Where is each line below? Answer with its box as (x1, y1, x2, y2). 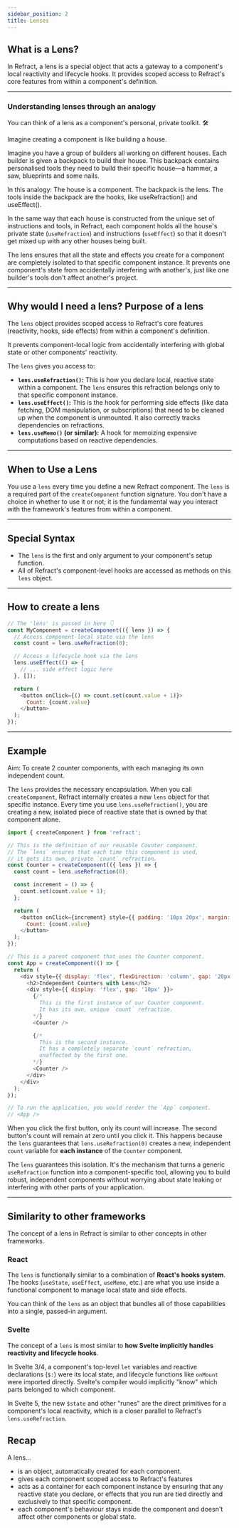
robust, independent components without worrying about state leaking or (7, 1175, 222, 1184)
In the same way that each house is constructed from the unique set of (7, 214, 215, 223)
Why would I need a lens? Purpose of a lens (7, 300, 204, 312)
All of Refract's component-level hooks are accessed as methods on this (17, 566, 231, 575)
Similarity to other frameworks (7, 1210, 146, 1222)
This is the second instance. (38, 1039, 129, 1046)
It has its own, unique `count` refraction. (38, 1006, 174, 1014)
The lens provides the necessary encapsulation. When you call (7, 785, 192, 793)
